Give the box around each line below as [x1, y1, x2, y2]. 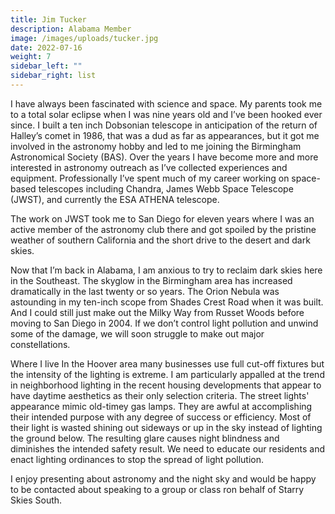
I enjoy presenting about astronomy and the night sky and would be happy [10, 472, 317, 485]
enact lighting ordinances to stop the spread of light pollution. [10, 453, 265, 465]
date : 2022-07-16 [10, 42, 83, 53]
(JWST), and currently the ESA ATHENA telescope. [10, 193, 220, 205]
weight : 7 [10, 52, 52, 62]
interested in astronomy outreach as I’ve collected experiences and [10, 161, 288, 173]
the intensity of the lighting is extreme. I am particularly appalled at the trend [10, 368, 325, 380]
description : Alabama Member [10, 24, 132, 34]
